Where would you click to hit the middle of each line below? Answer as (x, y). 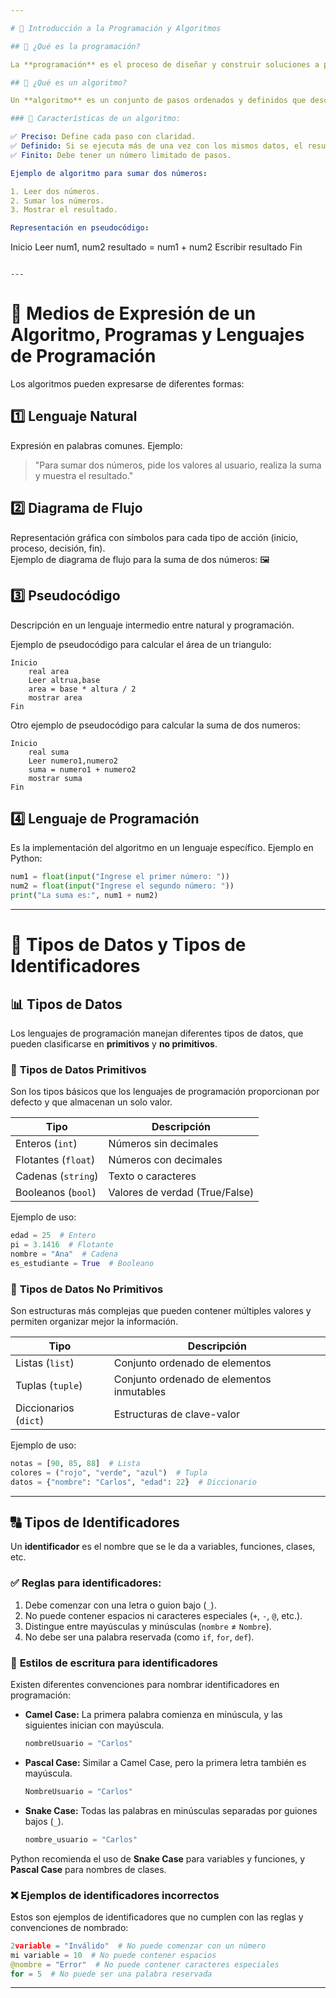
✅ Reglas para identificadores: (86, 1583)
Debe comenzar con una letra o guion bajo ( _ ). (120, 1605)
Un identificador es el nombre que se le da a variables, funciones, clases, (163, 1547)
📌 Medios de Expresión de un (133, 313)
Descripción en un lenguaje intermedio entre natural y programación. (152, 625)
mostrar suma (55, 778)
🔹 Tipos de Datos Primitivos (78, 1069)
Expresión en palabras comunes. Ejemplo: (96, 445)
